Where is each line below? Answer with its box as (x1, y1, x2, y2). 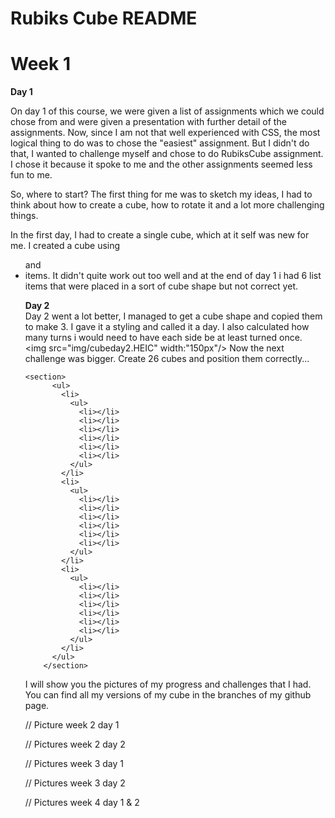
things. (10, 210, 39, 222)
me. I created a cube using (10, 240, 121, 252)
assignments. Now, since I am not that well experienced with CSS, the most (10, 127, 321, 139)
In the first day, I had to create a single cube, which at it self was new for (10, 229, 310, 241)
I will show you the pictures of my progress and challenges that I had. (24, 678, 312, 691)
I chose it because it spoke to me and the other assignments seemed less (10, 158, 313, 171)
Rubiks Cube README (10, 7, 198, 30)
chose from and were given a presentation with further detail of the (10, 116, 287, 128)
